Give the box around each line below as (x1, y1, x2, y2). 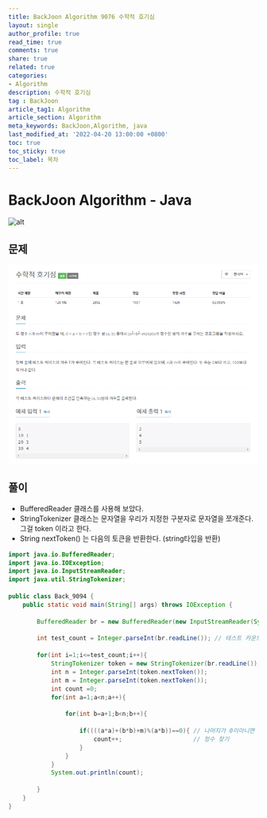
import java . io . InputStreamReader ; (8, 567, 126, 575)
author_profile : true (8, 29, 80, 37)
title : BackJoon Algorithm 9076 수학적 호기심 (8, 13, 155, 21)
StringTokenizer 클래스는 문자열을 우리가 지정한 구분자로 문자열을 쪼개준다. (19, 514, 254, 523)
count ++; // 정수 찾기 (93, 735, 230, 743)
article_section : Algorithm (8, 114, 102, 122)
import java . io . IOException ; (8, 558, 105, 567)
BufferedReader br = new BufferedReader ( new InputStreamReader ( (37, 617, 254, 625)
